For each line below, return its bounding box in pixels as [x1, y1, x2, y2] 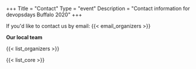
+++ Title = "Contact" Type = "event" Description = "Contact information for [6, 5, 190, 12]
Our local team [6, 34, 43, 40]
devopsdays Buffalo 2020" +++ [6, 11, 82, 18]
